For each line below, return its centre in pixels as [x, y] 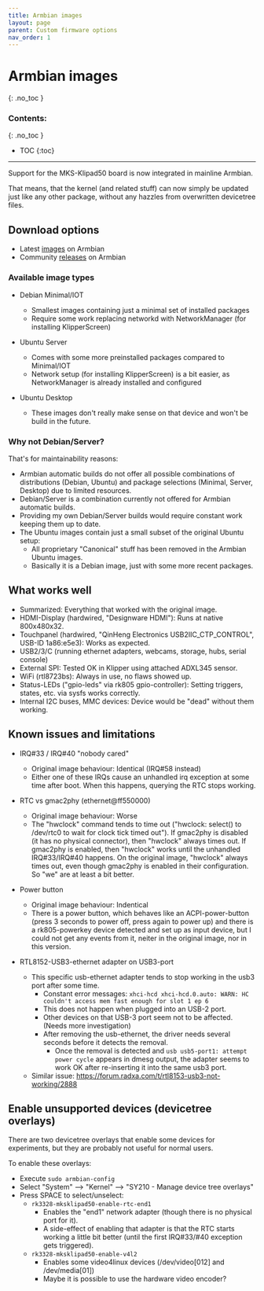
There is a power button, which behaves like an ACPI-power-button [140, 913]
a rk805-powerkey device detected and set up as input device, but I [141, 929]
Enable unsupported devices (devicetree [110, 1108]
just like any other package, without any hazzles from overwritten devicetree [132, 197]
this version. [51, 946]
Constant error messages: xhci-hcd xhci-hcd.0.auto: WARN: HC [146, 993]
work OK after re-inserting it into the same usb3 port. [141, 1067]
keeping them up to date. [60, 524]
